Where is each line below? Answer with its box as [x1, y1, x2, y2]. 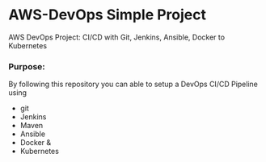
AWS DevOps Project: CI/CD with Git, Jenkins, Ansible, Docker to [8, 32, 225, 42]
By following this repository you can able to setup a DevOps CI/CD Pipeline [8, 79, 259, 89]
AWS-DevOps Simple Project [8, 6, 206, 24]
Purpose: [8, 60, 46, 72]
